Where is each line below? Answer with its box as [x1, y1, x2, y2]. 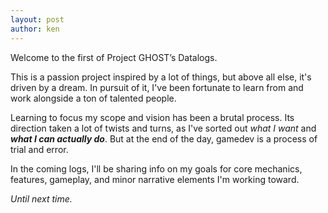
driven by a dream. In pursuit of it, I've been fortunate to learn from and [10, 81, 304, 93]
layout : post [10, 14, 65, 25]
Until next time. [10, 192, 73, 205]
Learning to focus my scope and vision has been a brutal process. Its [10, 111, 295, 123]
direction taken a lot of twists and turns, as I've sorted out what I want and [10, 122, 317, 134]
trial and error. [10, 143, 69, 155]
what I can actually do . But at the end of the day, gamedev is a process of [10, 132, 318, 145]
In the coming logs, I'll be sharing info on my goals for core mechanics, [10, 162, 303, 175]
